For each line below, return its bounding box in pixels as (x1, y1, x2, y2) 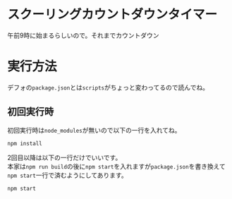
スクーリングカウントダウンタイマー (7, 6, 218, 23)
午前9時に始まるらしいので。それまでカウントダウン (7, 31, 160, 40)
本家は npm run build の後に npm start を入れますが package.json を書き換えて (7, 162, 226, 170)
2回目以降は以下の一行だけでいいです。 (7, 153, 122, 162)
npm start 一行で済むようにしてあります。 (7, 171, 128, 179)
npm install (7, 140, 42, 147)
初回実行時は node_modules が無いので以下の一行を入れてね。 (7, 126, 181, 134)
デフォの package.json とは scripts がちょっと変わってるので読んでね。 (7, 83, 209, 92)
